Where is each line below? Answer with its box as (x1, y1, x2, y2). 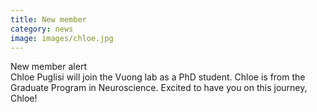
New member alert (10, 61, 87, 73)
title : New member (10, 14, 87, 25)
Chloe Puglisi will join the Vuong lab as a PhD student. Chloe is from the (10, 71, 306, 83)
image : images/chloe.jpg (10, 33, 114, 43)
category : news (10, 24, 74, 34)
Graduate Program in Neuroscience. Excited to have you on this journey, (10, 82, 308, 94)
